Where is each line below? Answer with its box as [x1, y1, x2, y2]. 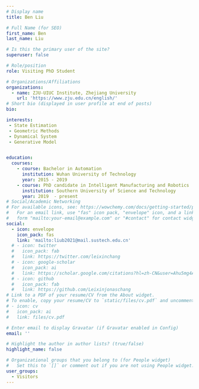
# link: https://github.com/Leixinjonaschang [11, 287, 131, 293]
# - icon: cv [6, 303, 38, 309]
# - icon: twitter [11, 243, 57, 249]
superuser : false [6, 52, 49, 58]
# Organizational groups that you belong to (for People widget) [6, 357, 171, 364]
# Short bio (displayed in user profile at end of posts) [6, 101, 152, 107]
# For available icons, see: [6, 205, 78, 210]
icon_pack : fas [17, 232, 54, 238]
